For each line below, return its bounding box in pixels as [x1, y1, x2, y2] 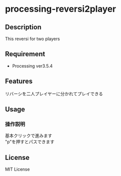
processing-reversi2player [5, 3, 116, 15]
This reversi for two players [5, 36, 60, 42]
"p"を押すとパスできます [5, 139, 55, 145]
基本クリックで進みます [5, 133, 52, 139]
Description [5, 23, 41, 31]
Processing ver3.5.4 [12, 63, 53, 69]
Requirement [5, 50, 45, 58]
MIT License [5, 166, 30, 172]
